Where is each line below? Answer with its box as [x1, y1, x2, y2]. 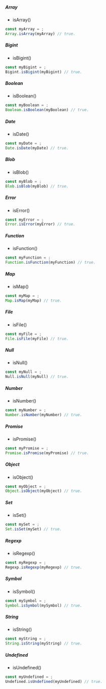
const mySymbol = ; [5, 598, 46, 603]
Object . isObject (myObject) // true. [5, 488, 82, 494]
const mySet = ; [5, 522, 39, 527]
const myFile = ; [5, 331, 42, 336]
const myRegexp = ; [5, 560, 46, 565]
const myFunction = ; [5, 255, 51, 260]
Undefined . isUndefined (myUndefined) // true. [5, 679, 102, 684]
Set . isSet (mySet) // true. [5, 527, 62, 532]
